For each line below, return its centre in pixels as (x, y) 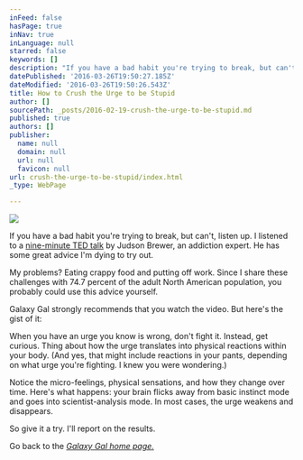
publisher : (30, 135)
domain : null (42, 152)
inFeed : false (36, 18)
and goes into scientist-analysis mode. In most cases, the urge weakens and (151, 401)
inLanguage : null (42, 43)
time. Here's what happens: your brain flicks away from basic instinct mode (150, 392)
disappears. (32, 411)
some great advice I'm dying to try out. (82, 255)
